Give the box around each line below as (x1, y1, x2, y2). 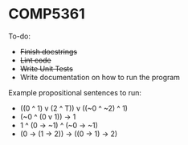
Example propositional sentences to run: (8, 87, 142, 97)
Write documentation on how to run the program (19, 72, 181, 82)
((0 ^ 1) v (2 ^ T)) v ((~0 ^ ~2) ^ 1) (19, 103, 129, 113)
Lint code (19, 55, 52, 65)
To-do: (8, 31, 31, 41)
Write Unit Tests (19, 63, 74, 73)
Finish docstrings (19, 46, 78, 56)
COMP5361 (8, 5, 86, 23)
